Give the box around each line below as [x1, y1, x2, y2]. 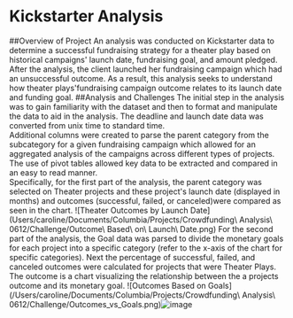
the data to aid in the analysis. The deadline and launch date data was [9, 111, 264, 121]
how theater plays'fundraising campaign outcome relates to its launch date [9, 82, 282, 93]
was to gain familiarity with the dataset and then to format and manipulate [9, 101, 278, 112]
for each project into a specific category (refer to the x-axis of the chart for [9, 242, 283, 253]
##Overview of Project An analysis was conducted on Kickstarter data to [9, 35, 274, 46]
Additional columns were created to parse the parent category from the [9, 129, 270, 140]
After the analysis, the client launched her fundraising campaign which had [9, 64, 283, 74]
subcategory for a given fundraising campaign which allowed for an [9, 139, 257, 150]
